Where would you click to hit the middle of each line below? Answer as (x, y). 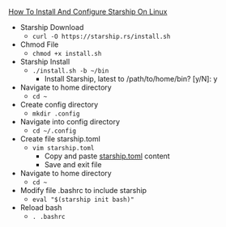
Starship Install (45, 61)
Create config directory (59, 105)
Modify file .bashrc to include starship (83, 190)
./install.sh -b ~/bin (70, 71)
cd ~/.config (54, 131)
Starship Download (52, 27)
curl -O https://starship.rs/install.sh (101, 36)
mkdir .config (56, 114)
